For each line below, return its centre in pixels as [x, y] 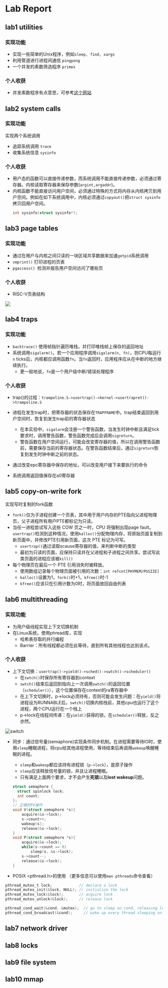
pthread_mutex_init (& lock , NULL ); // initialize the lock [67, 890]
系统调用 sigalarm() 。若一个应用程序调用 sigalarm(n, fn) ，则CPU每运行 [87, 352]
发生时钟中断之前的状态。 [55, 454]
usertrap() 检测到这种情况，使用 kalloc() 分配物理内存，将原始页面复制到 [87, 533]
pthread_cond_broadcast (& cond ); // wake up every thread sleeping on [84, 913]
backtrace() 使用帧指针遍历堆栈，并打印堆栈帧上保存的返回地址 [78, 346]
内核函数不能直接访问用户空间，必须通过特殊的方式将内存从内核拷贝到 [85, 191]
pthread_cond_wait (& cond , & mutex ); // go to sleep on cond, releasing [81, 908]
